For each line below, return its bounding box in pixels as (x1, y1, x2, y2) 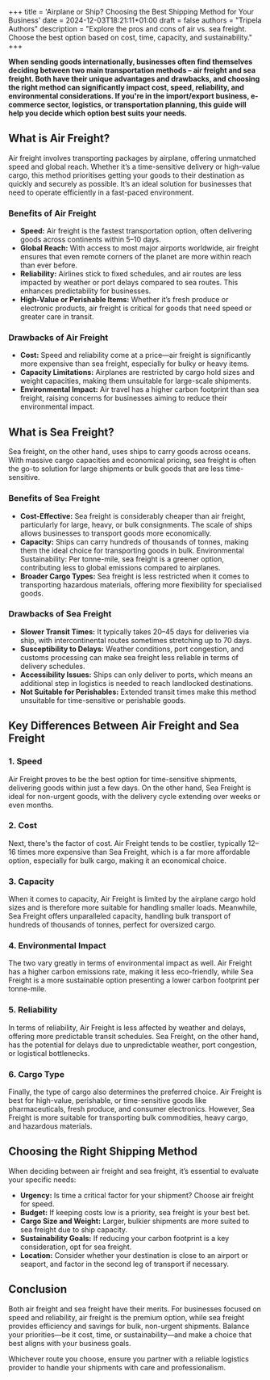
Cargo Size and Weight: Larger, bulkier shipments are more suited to (19, 1216, 250, 1226)
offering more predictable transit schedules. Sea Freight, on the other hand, (8, 1031, 260, 1041)
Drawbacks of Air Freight (8, 332, 109, 343)
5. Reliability (8, 1004, 58, 1016)
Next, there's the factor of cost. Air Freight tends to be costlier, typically (8, 838, 247, 848)
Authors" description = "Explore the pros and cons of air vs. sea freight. (8, 24, 247, 33)
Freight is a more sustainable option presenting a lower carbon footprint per (8, 975, 260, 985)
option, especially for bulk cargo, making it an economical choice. (8, 856, 227, 865)
